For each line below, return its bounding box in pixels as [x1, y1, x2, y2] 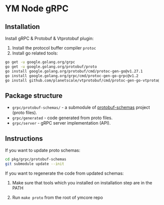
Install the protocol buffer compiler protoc [12, 45, 96, 51]
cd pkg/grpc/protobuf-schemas [5, 157, 67, 162]
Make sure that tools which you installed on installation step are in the [12, 179, 152, 185]
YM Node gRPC [5, 3, 69, 14]
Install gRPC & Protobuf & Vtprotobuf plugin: [5, 35, 94, 41]
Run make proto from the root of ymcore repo [12, 194, 103, 200]
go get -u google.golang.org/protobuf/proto [5, 64, 97, 69]
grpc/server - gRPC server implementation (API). [12, 120, 111, 126]
